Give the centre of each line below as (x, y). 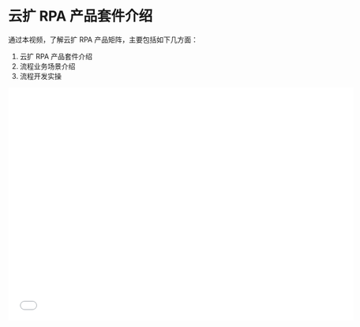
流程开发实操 (40, 76)
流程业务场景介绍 (47, 66)
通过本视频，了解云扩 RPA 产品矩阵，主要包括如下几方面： (103, 39)
